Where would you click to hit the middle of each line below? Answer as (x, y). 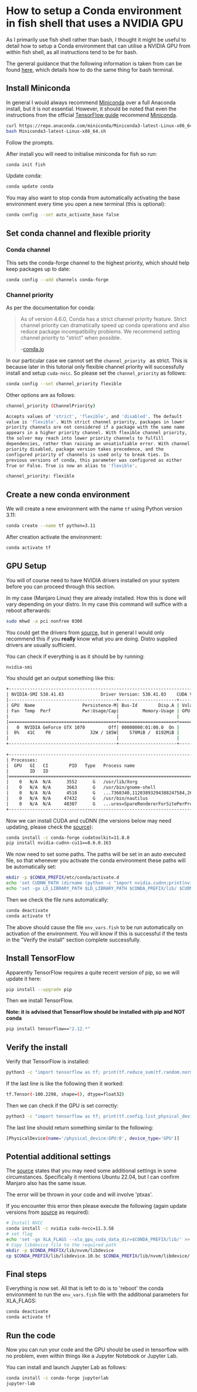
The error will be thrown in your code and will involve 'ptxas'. (79, 1194)
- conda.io (32, 349)
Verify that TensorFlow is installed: (48, 1061)
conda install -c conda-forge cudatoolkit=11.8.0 (68, 837)
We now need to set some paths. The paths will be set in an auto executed (96, 854)
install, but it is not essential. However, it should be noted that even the (91, 109)
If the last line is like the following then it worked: (65, 1083)
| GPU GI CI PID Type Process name (70, 766)
